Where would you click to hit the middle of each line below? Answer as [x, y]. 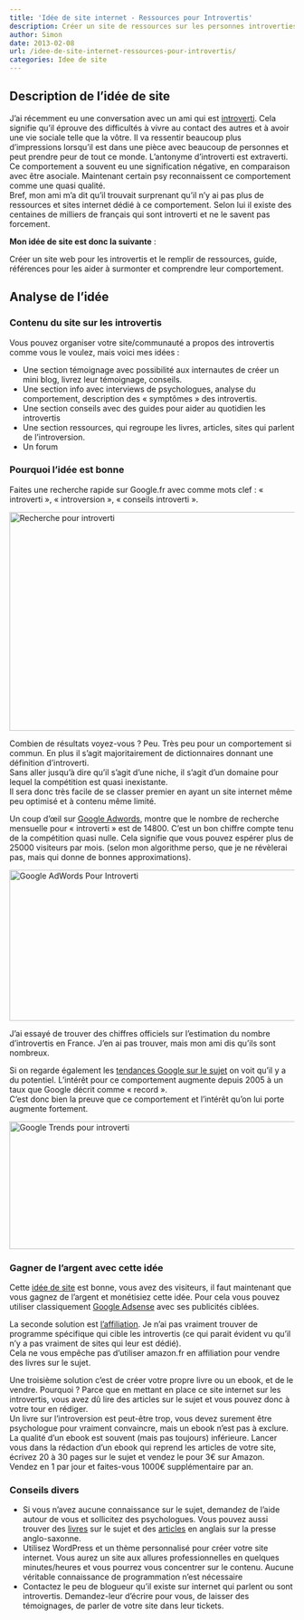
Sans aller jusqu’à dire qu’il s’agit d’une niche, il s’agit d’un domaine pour [144, 772]
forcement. [30, 223]
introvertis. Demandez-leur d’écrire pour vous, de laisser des [136, 1596]
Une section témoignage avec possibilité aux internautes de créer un [151, 369]
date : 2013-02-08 [42, 43]
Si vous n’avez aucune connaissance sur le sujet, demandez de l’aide [151, 1510]
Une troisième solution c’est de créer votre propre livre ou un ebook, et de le [152, 1380]
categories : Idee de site [58, 60]
